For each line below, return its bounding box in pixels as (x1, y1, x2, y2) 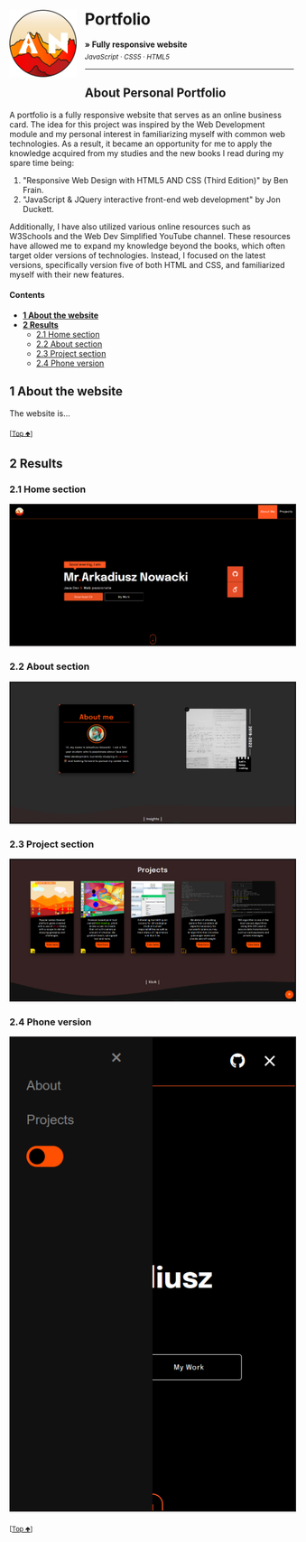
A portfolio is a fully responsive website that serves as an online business (9, 109, 283, 120)
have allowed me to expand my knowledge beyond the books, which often (9, 240, 286, 251)
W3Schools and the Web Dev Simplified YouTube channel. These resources (9, 230, 291, 241)
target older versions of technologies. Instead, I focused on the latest (9, 249, 266, 261)
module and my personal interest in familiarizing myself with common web (9, 128, 286, 139)
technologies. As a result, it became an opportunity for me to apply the (9, 138, 273, 149)
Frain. (22, 184, 44, 195)
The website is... (9, 407, 70, 419)
